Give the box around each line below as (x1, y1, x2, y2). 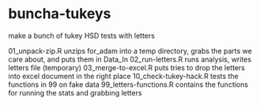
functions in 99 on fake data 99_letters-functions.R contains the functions (8, 80, 249, 89)
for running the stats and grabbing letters (8, 88, 142, 97)
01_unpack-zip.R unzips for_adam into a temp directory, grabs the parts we (8, 46, 253, 55)
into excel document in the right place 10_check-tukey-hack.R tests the (8, 71, 239, 81)
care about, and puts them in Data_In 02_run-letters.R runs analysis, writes (8, 54, 251, 64)
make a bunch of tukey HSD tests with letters (8, 31, 156, 40)
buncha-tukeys (8, 5, 111, 23)
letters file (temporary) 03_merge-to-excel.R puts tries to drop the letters (8, 62, 245, 72)
